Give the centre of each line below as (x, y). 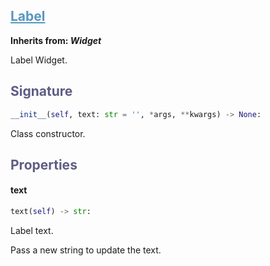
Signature (41, 91)
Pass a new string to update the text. (86, 250)
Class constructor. (48, 133)
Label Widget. (39, 60)
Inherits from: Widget (56, 40)
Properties (44, 164)
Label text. (32, 230)
